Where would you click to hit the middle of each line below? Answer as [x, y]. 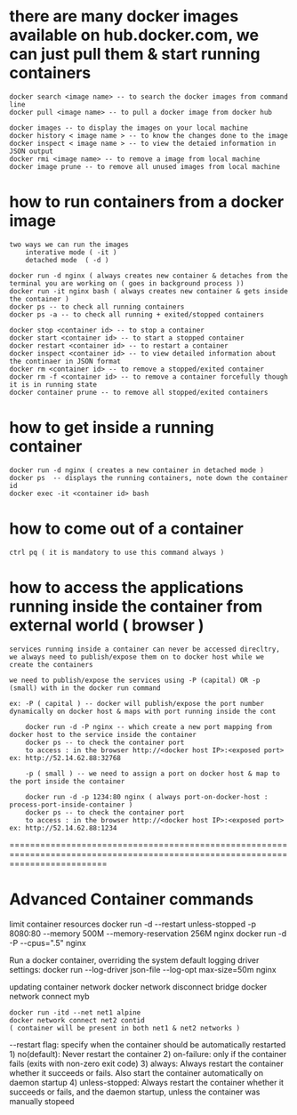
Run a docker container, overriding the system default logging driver [134, 960]
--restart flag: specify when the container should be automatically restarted [148, 1044]
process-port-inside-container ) [71, 805]
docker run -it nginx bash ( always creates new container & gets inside [149, 291]
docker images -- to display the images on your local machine [129, 128]
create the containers [51, 664]
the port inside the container [67, 781]
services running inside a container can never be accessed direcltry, [144, 649]
